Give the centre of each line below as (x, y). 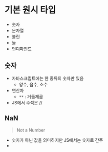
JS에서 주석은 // (27, 102)
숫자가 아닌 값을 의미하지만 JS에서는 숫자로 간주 (57, 140)
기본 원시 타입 (30, 10)
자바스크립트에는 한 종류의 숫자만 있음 (48, 78)
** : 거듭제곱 (31, 96)
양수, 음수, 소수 (33, 84)
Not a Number (31, 130)
